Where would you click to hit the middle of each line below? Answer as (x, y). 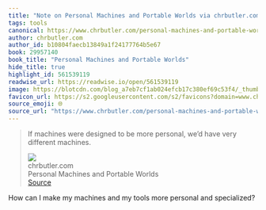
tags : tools (28, 23)
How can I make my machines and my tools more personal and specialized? (132, 198)
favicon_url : (30, 97)
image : (19, 89)
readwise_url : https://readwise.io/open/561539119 (93, 82)
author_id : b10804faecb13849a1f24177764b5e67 (84, 45)
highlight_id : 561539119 (49, 74)
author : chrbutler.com (46, 38)
